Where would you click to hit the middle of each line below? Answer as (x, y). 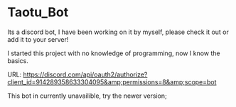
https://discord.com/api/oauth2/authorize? (85, 74)
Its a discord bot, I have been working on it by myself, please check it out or (118, 32)
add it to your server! (38, 39)
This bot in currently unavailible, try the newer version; (87, 96)
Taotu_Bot (38, 12)
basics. (18, 60)
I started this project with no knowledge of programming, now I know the (114, 53)
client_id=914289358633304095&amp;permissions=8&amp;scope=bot (112, 81)
